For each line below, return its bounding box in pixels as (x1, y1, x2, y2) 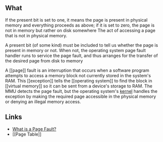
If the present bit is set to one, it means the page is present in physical (5, 17, 148, 23)
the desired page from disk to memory (5, 57, 83, 63)
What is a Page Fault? (12, 126, 57, 132)
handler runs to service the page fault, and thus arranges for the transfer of (5, 53, 158, 58)
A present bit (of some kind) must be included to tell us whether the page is (5, 42, 159, 48)
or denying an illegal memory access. (5, 98, 81, 105)
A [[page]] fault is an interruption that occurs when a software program (5, 67, 149, 73)
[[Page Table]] (12, 131, 42, 137)
